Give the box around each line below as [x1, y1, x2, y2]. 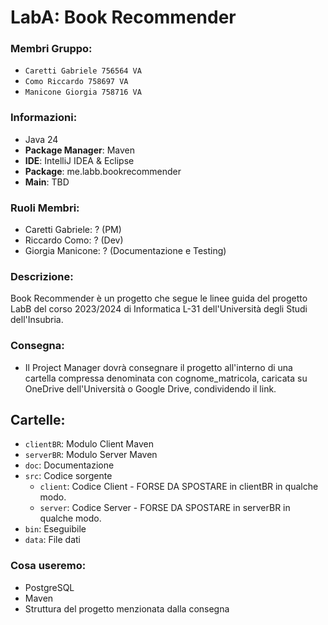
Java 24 [24, 133, 59, 145]
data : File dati [24, 534, 81, 546]
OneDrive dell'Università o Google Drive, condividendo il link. [24, 382, 277, 395]
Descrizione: [10, 270, 74, 283]
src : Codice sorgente [24, 470, 113, 482]
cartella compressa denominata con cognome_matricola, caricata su [24, 372, 308, 384]
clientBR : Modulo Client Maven [24, 438, 154, 450]
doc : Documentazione [24, 459, 115, 471]
